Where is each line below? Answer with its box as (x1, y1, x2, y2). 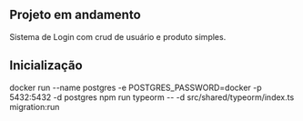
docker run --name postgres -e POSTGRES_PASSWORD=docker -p (9, 82, 262, 93)
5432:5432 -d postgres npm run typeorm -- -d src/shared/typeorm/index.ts (9, 91, 295, 103)
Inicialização (9, 58, 84, 74)
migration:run (9, 101, 60, 112)
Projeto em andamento (9, 7, 141, 23)
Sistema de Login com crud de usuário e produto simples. (9, 31, 227, 42)
